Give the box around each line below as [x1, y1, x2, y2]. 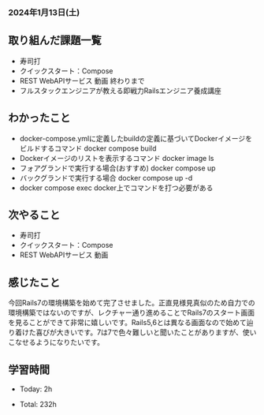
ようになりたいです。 [35, 338, 105, 347]
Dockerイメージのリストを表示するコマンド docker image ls [19, 153, 214, 163]
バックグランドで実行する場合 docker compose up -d [19, 173, 193, 182]
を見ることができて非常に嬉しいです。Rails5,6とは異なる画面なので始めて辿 [8, 318, 254, 327]
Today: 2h [19, 384, 53, 394]
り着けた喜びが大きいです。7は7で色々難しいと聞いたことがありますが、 [8, 327, 243, 337]
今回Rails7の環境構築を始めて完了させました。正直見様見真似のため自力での [8, 298, 255, 308]
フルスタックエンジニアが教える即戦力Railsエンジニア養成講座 [19, 85, 222, 95]
